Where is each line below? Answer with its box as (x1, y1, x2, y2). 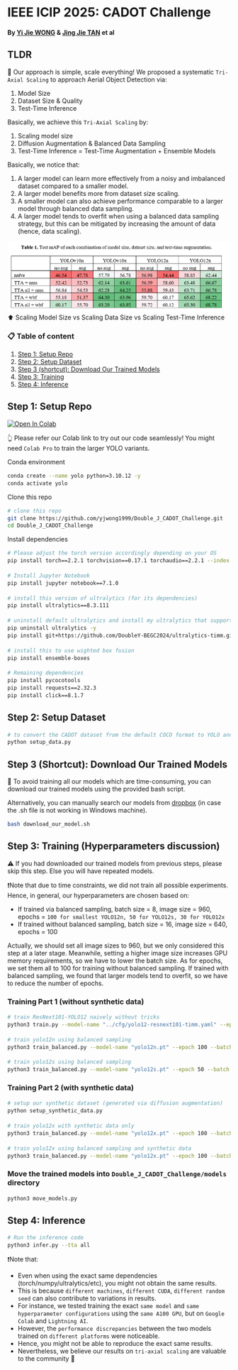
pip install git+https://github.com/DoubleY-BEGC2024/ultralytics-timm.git (7, 632, 236, 639)
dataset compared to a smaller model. (17, 182, 129, 190)
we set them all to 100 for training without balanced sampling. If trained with (7, 963, 229, 972)
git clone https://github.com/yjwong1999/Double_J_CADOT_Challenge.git (7, 515, 223, 522)
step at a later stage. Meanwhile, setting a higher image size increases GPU (7, 948, 228, 957)
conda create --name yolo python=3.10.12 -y (7, 472, 141, 479)
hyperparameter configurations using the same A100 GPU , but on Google (17, 1309, 225, 1317)
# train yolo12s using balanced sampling (7, 1058, 132, 1065)
